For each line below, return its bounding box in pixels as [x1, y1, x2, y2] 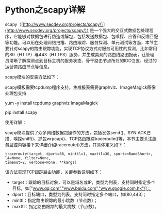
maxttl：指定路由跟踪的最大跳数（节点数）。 [12, 203, 99, 209]
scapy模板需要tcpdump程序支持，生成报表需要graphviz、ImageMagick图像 [5, 84, 156, 90]
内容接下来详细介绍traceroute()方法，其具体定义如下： [17, 141, 127, 148]
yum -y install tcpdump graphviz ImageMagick [5, 100, 98, 106]
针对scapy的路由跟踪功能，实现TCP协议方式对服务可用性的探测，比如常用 [9, 46, 158, 51]
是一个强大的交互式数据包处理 [89, 27, 149, 33]
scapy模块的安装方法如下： [5, 74, 60, 80]
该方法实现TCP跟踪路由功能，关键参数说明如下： [5, 169, 103, 175]
